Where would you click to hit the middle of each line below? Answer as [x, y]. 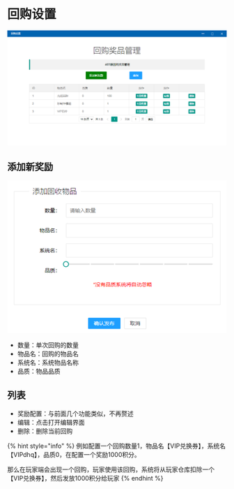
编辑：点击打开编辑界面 [51, 422]
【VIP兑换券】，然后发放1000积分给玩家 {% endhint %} [85, 478]
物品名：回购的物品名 [48, 353]
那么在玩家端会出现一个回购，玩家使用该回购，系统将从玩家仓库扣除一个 [111, 469]
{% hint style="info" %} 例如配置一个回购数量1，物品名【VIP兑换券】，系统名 [117, 446]
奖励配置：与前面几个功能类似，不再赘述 [75, 414]
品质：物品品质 [39, 371]
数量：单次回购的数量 [48, 345]
